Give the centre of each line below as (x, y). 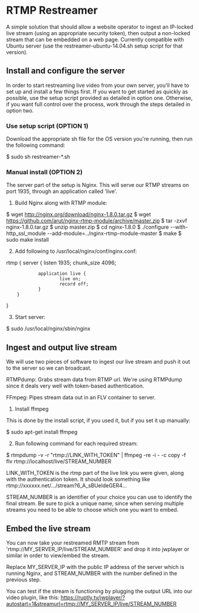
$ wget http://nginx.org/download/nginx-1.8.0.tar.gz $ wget (79, 214)
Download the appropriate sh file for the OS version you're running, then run (99, 139)
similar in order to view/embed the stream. (58, 555)
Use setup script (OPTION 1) (48, 126)
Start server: (30, 317)
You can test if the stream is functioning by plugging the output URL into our (99, 591)
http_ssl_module (26, 233)
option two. (20, 110)
